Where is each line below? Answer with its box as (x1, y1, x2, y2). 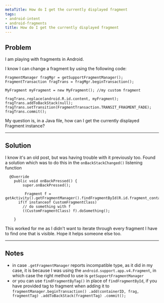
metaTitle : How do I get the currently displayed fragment (5, 7, 128, 12)
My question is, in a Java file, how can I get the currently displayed (5, 117, 140, 123)
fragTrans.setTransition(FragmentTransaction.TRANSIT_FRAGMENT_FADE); (5, 105, 152, 110)
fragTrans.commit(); (5, 109, 47, 114)
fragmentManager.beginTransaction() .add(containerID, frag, (12, 289, 140, 294)
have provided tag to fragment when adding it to (12, 283, 110, 289)
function (5, 165, 22, 170)
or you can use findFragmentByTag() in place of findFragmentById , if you (12, 278, 157, 284)
